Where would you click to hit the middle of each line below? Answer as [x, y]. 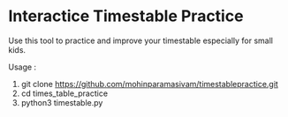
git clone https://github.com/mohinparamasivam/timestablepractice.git [150, 84]
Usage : [23, 67]
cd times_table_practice [64, 93]
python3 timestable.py [62, 102]
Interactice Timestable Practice [126, 16]
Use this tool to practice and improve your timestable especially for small [141, 40]
